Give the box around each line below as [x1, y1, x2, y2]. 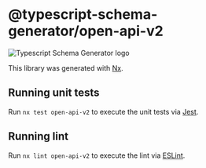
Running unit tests [8, 86, 100, 100]
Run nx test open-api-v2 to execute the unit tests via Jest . [8, 107, 199, 116]
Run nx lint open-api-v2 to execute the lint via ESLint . [8, 151, 186, 160]
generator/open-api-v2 [8, 22, 164, 40]
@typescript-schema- [8, 5, 158, 24]
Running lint [8, 130, 69, 143]
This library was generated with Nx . [8, 63, 123, 72]
